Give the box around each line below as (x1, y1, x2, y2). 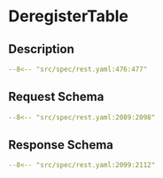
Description (8, 42, 74, 57)
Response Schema (8, 137, 114, 152)
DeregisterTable (8, 6, 129, 27)
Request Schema (8, 89, 105, 104)
